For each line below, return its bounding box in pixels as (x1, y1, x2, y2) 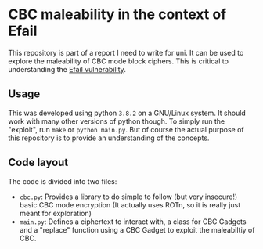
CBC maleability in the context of (8, 5, 227, 23)
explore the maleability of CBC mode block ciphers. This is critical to (8, 56, 229, 66)
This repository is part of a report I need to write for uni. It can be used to (8, 48, 244, 57)
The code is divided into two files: (8, 176, 117, 186)
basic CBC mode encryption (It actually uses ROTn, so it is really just (19, 200, 241, 209)
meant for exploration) (19, 208, 92, 218)
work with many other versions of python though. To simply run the (8, 116, 225, 126)
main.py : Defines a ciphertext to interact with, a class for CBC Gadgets (19, 217, 247, 226)
